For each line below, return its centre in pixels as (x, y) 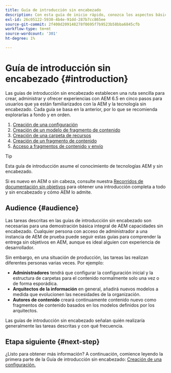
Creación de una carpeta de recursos (52, 135)
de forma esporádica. (35, 283)
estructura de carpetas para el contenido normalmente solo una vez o (86, 278)
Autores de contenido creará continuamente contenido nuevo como (84, 300)
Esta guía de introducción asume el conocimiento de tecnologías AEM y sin (84, 166)
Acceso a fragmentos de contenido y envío (58, 146)
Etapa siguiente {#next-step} (53, 342)
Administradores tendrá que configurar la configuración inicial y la (83, 273)
